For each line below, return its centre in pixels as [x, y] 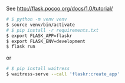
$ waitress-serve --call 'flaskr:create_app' [63, 74]
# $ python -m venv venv [37, 19]
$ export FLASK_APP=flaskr [39, 36]
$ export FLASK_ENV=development [46, 41]
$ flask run [21, 47]
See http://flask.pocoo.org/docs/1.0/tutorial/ [60, 9]
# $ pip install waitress [38, 69]
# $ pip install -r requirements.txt [52, 30]
